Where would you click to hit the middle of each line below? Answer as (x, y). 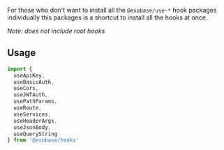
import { (20, 69)
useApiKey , (29, 75)
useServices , (32, 114)
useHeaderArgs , (36, 121)
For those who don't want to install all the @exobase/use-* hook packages (112, 10)
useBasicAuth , (34, 82)
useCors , (26, 89)
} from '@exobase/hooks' (43, 140)
